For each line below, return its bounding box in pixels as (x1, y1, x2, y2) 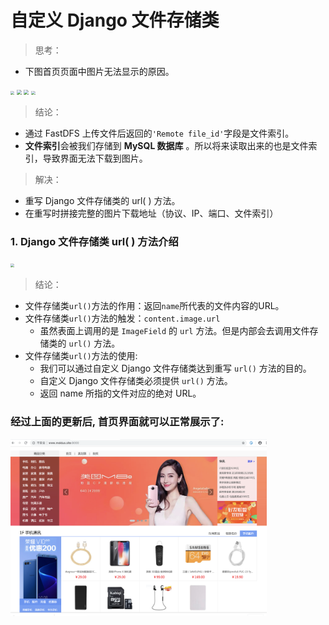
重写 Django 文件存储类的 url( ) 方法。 (24, 194, 181, 206)
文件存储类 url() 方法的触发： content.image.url (24, 312, 221, 325)
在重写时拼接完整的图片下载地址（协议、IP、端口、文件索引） (24, 207, 279, 219)
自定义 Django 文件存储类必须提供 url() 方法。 (39, 375, 233, 387)
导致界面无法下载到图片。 (42, 152, 148, 164)
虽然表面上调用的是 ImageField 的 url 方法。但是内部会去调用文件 (39, 325, 310, 337)
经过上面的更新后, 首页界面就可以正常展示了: (10, 415, 225, 429)
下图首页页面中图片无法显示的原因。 (24, 65, 175, 77)
